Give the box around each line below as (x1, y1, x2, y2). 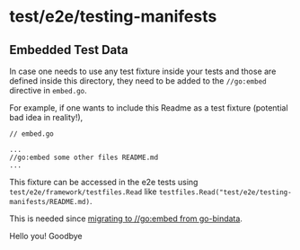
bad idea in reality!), (9, 112, 84, 122)
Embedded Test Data (9, 42, 128, 58)
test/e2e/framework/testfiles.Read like (9, 186, 157, 197)
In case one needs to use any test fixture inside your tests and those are (9, 66, 277, 76)
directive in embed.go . (9, 85, 87, 95)
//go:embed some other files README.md (9, 153, 159, 162)
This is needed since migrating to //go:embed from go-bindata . (9, 213, 243, 224)
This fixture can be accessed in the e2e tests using (9, 177, 199, 187)
